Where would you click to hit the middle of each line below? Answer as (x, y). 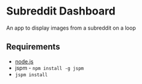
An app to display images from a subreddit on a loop (71, 28)
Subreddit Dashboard (61, 11)
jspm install (31, 75)
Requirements (33, 47)
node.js (24, 61)
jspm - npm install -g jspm (49, 68)
